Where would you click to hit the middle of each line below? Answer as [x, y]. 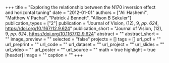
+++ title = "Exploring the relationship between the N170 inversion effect [80, 7]
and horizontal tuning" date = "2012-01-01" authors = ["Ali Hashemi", [76, 12]
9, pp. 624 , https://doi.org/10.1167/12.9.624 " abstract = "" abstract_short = [82, 34]
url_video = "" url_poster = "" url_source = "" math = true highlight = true [80, 50]
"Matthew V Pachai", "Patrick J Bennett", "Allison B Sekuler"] [68, 18]
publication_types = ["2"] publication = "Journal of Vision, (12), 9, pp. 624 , [82, 23]
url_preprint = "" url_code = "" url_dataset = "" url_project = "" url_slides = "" [85, 44]
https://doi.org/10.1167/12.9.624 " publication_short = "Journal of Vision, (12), [84, 28]
